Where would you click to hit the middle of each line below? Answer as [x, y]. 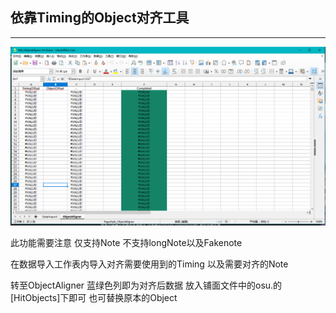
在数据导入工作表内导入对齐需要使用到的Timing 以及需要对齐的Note [149, 264]
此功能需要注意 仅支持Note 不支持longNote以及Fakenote [126, 242]
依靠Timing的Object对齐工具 [100, 18]
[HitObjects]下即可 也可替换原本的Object [94, 297]
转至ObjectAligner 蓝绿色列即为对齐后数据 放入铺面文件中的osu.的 [146, 285]
